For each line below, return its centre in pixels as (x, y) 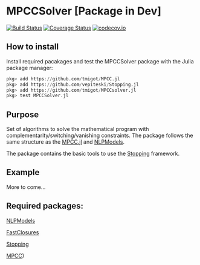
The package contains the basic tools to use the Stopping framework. (93, 154)
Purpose (23, 114)
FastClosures (23, 232)
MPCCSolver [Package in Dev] (84, 11)
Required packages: (45, 206)
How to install (33, 47)
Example (23, 172)
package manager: (30, 68)
